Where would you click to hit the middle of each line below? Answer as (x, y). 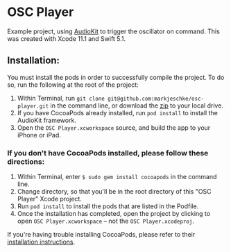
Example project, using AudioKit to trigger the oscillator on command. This (113, 31)
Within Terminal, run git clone (61, 98)
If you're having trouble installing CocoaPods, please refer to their (101, 235)
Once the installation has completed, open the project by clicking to (113, 214)
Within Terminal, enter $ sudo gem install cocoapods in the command (117, 177)
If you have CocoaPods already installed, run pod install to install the (118, 112)
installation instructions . (41, 242)
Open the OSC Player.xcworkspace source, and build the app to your (114, 127)
